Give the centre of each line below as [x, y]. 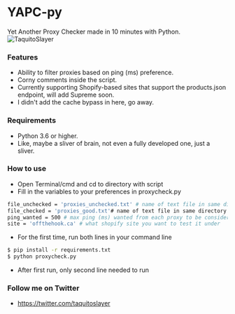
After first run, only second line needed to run [83, 270]
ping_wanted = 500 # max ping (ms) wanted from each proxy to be [104, 217]
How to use [27, 169]
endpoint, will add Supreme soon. [66, 95]
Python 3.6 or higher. [48, 136]
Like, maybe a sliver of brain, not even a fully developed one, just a [114, 143]
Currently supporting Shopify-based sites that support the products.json [122, 88]
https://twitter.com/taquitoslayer [64, 303]
